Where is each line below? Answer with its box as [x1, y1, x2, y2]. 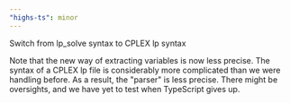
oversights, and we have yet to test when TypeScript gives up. [9, 83, 240, 94]
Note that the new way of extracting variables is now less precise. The [9, 55, 270, 65]
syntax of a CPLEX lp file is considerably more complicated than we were [9, 64, 281, 75]
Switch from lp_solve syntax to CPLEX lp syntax [9, 38, 186, 48]
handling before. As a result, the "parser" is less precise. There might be [9, 73, 278, 85]
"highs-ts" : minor [9, 13, 78, 22]
